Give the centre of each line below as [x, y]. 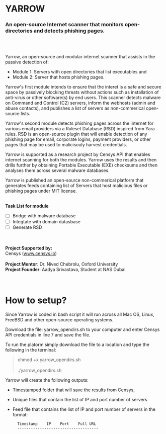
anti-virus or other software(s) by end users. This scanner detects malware [83, 98]
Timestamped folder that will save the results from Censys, [73, 390]
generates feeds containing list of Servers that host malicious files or [76, 186]
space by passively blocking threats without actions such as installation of [82, 92]
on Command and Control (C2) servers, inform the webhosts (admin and [80, 103]
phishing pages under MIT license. [41, 191]
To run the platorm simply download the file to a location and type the [77, 344]
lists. [26, 114]
